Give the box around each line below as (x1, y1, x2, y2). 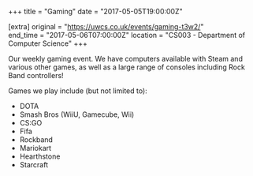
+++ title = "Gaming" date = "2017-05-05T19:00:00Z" (8, 7, 183, 16)
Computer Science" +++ (8, 39, 88, 48)
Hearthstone (19, 152, 61, 161)
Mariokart (19, 144, 52, 152)
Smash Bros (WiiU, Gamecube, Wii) (19, 110, 135, 119)
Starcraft (19, 160, 49, 169)
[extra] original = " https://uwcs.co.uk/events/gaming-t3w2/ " (8, 22, 204, 31)
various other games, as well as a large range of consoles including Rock (8, 62, 246, 72)
